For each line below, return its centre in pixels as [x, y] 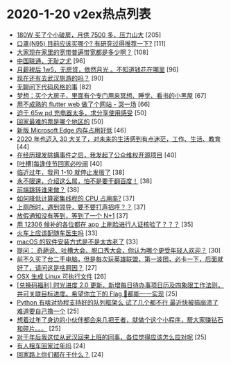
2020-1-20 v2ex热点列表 [79, 14]
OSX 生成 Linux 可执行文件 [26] [61, 276]
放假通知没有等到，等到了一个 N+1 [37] [72, 215]
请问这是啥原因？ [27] [66, 267]
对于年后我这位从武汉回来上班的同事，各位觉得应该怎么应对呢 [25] [111, 337]
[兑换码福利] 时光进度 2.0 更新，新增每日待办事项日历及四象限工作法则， [120, 285]
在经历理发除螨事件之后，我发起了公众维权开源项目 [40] [96, 155]
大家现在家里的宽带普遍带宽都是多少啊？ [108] [83, 52]
